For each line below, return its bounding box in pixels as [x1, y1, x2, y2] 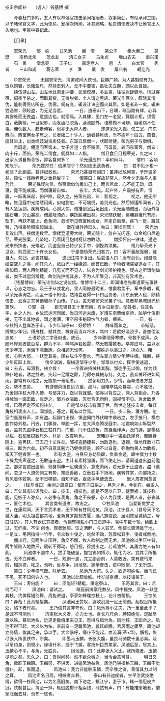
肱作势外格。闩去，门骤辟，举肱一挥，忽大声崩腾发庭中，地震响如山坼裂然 [5, 421, 156, 426]
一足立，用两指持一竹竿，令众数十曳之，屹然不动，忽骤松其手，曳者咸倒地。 [5, 531, 160, 537]
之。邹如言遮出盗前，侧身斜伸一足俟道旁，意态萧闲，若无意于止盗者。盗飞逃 [5, 464, 160, 469]
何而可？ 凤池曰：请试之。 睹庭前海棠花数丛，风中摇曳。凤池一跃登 [5, 587, 158, 592]
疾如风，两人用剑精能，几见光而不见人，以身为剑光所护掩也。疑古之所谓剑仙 [5, 267, 160, 273]
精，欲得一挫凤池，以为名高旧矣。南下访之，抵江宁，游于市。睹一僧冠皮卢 [5, 678, 156, 684]
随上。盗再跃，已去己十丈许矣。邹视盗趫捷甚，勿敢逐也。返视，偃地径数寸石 [5, 439, 160, 445]
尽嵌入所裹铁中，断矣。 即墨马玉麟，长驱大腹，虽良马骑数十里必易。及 [5, 636, 157, 641]
